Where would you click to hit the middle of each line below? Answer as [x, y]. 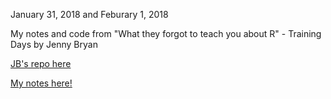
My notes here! [41, 83]
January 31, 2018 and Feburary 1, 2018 [89, 14]
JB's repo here [41, 63]
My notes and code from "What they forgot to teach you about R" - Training [166, 33]
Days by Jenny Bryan [54, 44]
